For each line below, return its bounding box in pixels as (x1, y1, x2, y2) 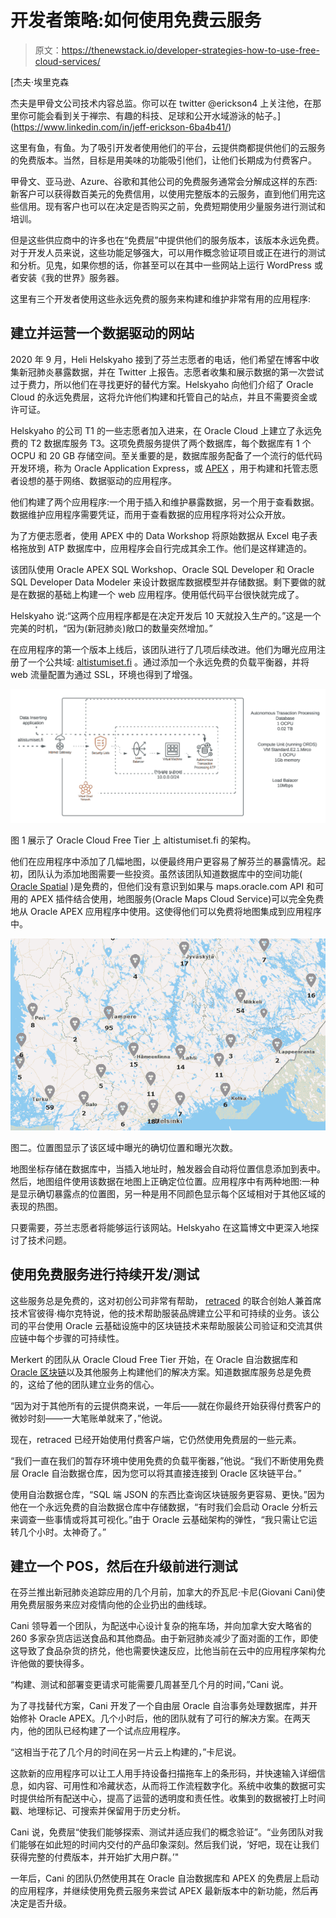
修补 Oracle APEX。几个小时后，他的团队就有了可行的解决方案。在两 (18, 1712, 302, 1725)
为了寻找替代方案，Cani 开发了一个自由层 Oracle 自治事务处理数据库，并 (10, 1700, 309, 1712)
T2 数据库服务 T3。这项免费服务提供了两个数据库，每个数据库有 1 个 (29, 437, 312, 449)
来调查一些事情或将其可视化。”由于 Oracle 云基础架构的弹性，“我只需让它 (10, 1513, 309, 1525)
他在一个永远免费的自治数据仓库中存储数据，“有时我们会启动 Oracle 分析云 (10, 1501, 318, 1513)
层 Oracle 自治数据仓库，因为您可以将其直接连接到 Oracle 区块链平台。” (10, 1467, 302, 1479)
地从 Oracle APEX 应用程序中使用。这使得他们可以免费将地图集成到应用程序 (10, 906, 322, 918)
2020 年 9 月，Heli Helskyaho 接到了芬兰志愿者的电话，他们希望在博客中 (10, 353, 311, 365)
